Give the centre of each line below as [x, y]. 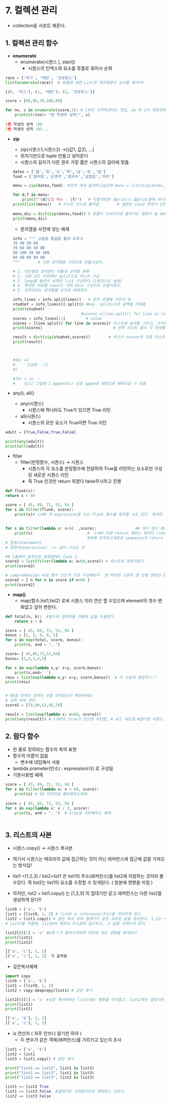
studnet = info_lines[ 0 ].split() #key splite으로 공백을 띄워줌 [79, 304]
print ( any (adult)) [25, 442]
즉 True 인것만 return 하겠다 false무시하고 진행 [74, 481]
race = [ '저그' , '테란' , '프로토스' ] [41, 78]
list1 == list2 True [27, 1087]
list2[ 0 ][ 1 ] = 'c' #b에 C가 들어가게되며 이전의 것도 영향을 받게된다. [72, 933]
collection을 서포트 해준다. [39, 25]
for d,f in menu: [31, 195]
